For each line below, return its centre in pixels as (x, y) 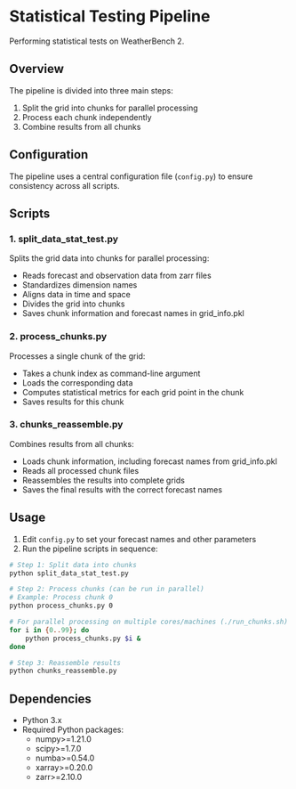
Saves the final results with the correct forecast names (122, 489)
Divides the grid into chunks (73, 304)
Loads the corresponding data (77, 382)
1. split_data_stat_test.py (64, 239)
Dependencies (50, 699)
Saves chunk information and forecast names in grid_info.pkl (133, 313)
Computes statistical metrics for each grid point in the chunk (133, 392)
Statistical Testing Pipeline (110, 16)
